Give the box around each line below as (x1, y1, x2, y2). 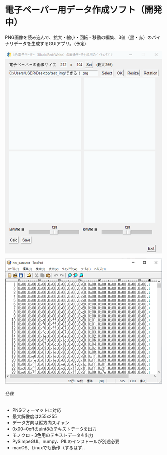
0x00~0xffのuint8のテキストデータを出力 (12, 426, 97, 432)
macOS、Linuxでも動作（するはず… (12, 444, 86, 450)
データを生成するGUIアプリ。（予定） (13, 40, 89, 46)
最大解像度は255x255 (12, 413, 57, 419)
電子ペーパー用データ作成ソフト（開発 (5, 4, 162, 16)
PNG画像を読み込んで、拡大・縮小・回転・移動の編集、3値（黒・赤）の (5, 34, 152, 40)
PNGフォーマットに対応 (12, 407, 61, 413)
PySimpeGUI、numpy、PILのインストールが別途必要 (12, 438, 120, 444)
